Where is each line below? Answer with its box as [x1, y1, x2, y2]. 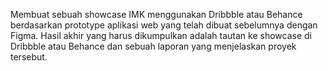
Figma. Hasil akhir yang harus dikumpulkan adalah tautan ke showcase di [10, 30, 312, 41]
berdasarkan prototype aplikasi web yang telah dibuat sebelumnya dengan [10, 19, 318, 31]
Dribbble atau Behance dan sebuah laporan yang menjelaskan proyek [10, 40, 297, 52]
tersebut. [10, 51, 48, 63]
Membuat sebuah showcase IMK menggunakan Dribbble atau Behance [10, 9, 303, 20]
